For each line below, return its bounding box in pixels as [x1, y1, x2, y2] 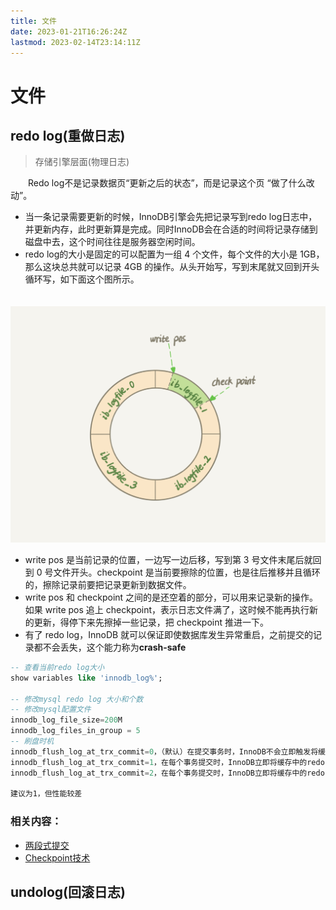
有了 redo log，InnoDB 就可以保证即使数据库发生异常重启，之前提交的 [24, 628, 314, 640]
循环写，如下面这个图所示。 [24, 273, 140, 285]
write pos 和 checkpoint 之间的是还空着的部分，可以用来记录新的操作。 [24, 591, 319, 603]
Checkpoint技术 [24, 851, 91, 864]
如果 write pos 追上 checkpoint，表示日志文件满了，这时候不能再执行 [24, 603, 310, 615]
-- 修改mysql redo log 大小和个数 [10, 694, 144, 704]
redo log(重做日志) [10, 127, 126, 144]
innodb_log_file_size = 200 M [10, 715, 123, 725]
